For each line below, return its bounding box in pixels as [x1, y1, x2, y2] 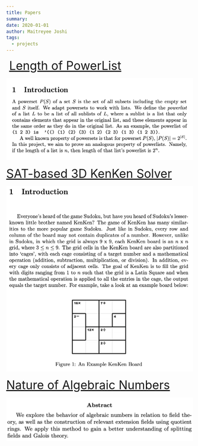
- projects [11, 41, 39, 47]
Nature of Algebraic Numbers [6, 378, 170, 393]
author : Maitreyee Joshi [6, 29, 68, 35]
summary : [6, 15, 28, 22]
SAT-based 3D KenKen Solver [6, 166, 173, 182]
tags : [6, 35, 20, 41]
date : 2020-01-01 [6, 22, 49, 28]
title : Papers [6, 10, 41, 15]
